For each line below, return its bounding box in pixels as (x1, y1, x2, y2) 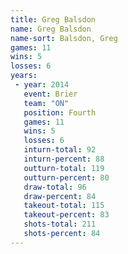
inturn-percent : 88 (23, 154, 105, 164)
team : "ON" (23, 98, 70, 108)
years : (10, 71, 38, 81)
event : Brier (23, 89, 78, 99)
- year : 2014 (14, 80, 70, 90)
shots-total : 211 (23, 219, 97, 230)
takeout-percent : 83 (23, 210, 110, 220)
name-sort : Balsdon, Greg (10, 33, 118, 43)
